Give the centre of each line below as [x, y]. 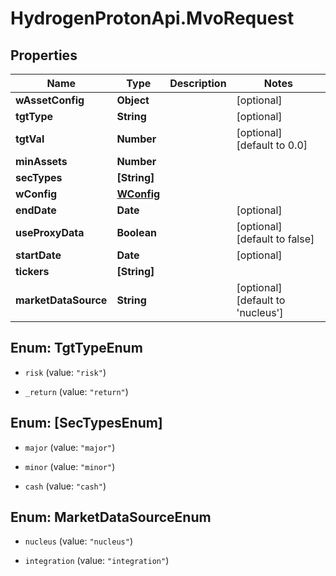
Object [133, 100]
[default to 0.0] [272, 145]
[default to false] [275, 239]
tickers [32, 271]
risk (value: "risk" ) [65, 372]
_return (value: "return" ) [76, 391]
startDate [38, 255]
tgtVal [30, 139]
